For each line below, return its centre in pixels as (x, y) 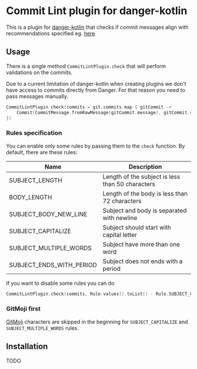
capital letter (120, 235)
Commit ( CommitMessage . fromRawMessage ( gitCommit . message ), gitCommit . (103, 112)
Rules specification (34, 133)
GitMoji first (23, 309)
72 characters (122, 201)
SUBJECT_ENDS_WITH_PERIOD (53, 265)
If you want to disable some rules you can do (60, 283)
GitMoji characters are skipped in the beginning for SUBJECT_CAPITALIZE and (97, 321)
